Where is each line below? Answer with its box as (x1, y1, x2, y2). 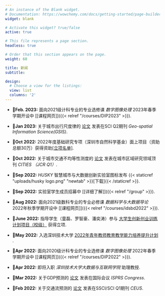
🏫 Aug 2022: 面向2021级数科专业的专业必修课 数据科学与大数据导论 (12, 199, 149, 205)
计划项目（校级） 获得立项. (12, 221, 67, 227)
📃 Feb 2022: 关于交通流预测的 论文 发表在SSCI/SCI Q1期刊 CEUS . (12, 285, 143, 291)
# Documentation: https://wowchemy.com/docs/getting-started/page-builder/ (5, 12, 164, 17)
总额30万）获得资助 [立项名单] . (12, 145, 74, 151)
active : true (5, 30, 32, 35)
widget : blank (5, 16, 34, 21)
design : (5, 79, 21, 84)
